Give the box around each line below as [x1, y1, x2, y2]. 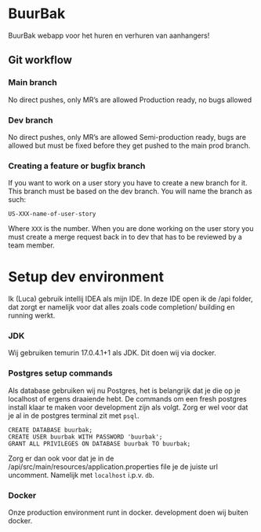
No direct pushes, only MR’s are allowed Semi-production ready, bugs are [8, 132, 247, 141]
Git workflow [8, 53, 73, 67]
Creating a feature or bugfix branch [8, 160, 146, 171]
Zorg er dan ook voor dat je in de [8, 453, 114, 463]
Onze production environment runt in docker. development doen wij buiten [8, 508, 248, 517]
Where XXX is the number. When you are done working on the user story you [8, 224, 254, 233]
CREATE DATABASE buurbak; [8, 426, 92, 434]
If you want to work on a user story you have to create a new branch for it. [8, 178, 248, 188]
